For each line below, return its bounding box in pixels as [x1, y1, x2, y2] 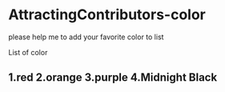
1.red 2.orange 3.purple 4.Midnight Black [8, 70, 218, 85]
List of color [8, 47, 48, 57]
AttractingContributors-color [8, 6, 206, 24]
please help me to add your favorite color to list [8, 32, 164, 42]
